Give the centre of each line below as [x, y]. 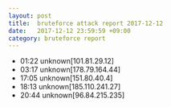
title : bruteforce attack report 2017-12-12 [85, 23]
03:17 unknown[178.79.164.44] [70, 70]
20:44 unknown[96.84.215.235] [72, 95]
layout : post [30, 16]
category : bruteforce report [57, 38]
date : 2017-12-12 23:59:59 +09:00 [69, 31]
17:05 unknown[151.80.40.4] [66, 78]
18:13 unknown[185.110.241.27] [70, 87]
